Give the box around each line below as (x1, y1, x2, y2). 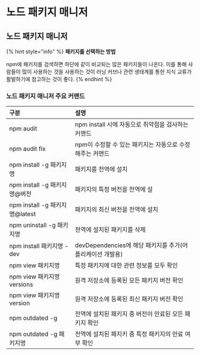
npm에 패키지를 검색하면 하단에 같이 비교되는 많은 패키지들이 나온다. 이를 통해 (6, 61, 187, 67)
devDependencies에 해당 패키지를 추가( (74, 241, 183, 249)
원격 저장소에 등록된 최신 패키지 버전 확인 (74, 295, 183, 303)
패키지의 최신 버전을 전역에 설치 (74, 205, 159, 214)
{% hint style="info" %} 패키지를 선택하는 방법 (6, 48, 116, 55)
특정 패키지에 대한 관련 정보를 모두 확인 (74, 261, 178, 270)
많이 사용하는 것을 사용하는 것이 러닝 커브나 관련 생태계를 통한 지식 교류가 (21, 68, 192, 75)
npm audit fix (9, 144, 46, 153)
